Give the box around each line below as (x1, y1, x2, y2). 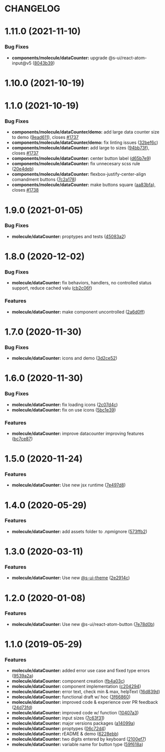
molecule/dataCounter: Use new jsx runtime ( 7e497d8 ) (11, 482, 126, 488)
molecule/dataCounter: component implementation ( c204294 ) (11, 684, 141, 689)
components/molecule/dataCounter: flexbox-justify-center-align (11, 171, 146, 177)
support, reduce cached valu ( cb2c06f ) (11, 285, 92, 291)
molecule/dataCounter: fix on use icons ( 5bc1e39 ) (11, 407, 116, 412)
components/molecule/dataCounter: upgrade (11, 55, 108, 61)
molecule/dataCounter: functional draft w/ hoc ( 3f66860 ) (11, 694, 131, 700)
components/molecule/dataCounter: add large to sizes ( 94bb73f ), (11, 145, 150, 151)
